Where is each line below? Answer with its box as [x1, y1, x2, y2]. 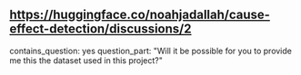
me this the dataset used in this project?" [9, 54, 164, 66]
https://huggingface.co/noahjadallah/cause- [9, 7, 271, 23]
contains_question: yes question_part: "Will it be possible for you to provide [9, 45, 293, 56]
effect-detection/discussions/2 [9, 22, 192, 37]
